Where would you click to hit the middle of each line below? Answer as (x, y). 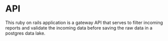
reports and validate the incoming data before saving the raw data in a (79, 27)
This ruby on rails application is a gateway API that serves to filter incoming (84, 22)
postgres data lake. (25, 33)
